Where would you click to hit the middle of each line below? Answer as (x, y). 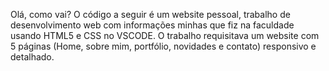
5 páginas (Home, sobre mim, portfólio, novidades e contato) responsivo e (163, 46)
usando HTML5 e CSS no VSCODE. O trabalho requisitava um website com (165, 35)
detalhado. (32, 57)
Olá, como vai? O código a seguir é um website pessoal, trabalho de (150, 14)
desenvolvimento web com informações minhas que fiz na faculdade (152, 25)
